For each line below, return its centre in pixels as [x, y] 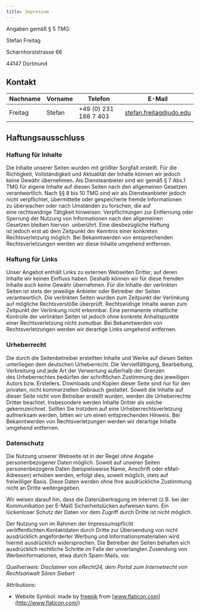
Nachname [25, 99]
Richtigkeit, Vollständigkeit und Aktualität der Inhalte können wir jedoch [93, 174]
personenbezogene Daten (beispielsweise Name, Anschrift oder [85, 469]
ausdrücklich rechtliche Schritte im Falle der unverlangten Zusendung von [97, 549]
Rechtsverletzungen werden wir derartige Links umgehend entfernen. [92, 330]
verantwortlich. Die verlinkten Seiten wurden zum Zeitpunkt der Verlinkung [98, 298]
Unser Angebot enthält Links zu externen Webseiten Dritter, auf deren [92, 272]
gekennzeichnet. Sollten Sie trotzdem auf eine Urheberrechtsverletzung [94, 408]
